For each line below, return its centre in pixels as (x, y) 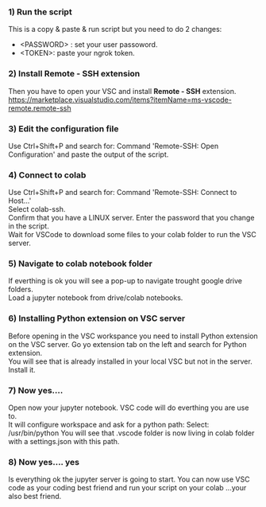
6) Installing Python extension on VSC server (97, 318)
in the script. (29, 226)
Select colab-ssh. (37, 209)
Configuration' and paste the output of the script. (89, 154)
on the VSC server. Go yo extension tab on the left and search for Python (127, 344)
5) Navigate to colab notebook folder (80, 263)
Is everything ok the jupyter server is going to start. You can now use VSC (129, 479)
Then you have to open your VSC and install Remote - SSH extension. (122, 91)
